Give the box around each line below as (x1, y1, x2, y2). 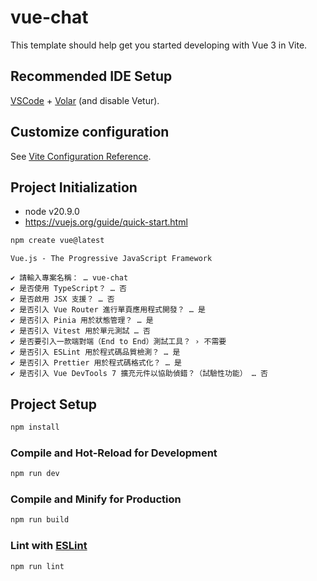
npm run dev (10, 469, 60, 479)
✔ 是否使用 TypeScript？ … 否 (10, 284, 127, 294)
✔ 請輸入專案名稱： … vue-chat (10, 273, 129, 283)
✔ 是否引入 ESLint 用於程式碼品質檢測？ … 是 (10, 347, 181, 358)
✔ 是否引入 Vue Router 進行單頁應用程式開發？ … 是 (10, 305, 206, 315)
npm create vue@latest (10, 236, 105, 246)
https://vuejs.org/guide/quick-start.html (24, 216, 188, 228)
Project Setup (10, 396, 98, 413)
